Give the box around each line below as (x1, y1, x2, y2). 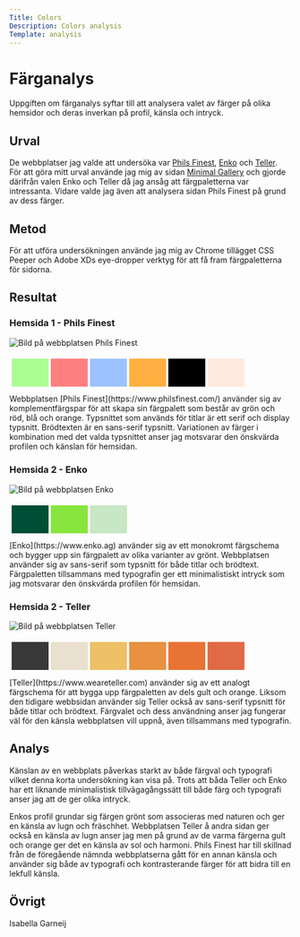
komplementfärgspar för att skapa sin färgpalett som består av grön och (9, 403, 276, 414)
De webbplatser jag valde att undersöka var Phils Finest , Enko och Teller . (9, 158, 278, 168)
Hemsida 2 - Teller (9, 601, 91, 614)
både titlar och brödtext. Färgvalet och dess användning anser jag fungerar (9, 706, 287, 717)
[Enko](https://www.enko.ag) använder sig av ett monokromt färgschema (9, 540, 279, 551)
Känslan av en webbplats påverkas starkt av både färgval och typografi (9, 765, 273, 776)
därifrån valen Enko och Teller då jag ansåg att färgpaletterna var (9, 176, 249, 187)
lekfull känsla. (9, 868, 60, 879)
